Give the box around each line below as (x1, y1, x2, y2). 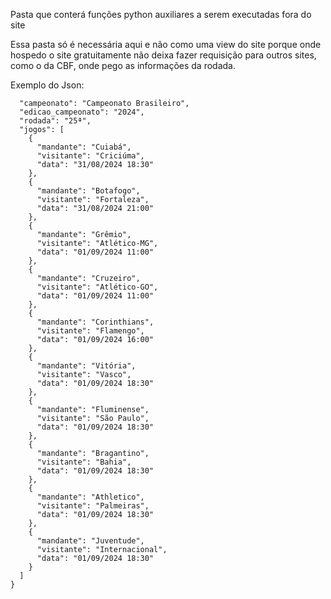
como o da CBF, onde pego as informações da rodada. (10, 60, 236, 71)
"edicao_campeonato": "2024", (19, 107, 145, 117)
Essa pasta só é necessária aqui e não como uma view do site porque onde (10, 39, 322, 50)
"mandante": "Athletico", (36, 492, 145, 502)
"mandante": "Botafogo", (36, 186, 141, 196)
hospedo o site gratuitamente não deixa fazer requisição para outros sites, (10, 49, 317, 61)
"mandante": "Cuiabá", (36, 142, 132, 152)
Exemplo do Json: (10, 79, 85, 91)
